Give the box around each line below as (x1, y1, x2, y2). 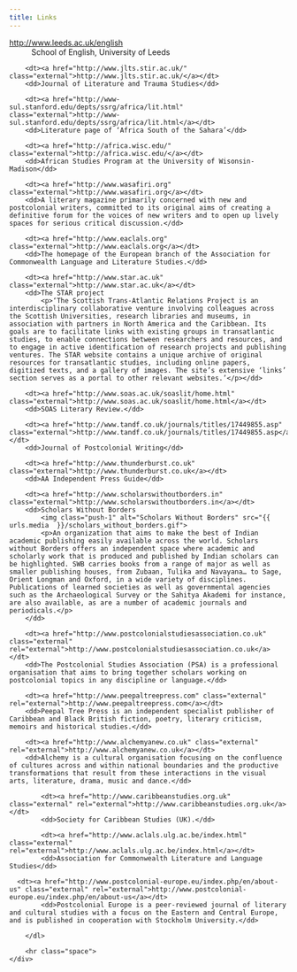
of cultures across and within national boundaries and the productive (9, 760, 278, 770)
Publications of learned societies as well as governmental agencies (9, 582, 271, 591)
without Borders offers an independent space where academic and (9, 544, 255, 553)
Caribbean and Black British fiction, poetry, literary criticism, (9, 714, 263, 723)
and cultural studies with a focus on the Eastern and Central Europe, (9, 908, 278, 917)
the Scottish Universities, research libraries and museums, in (9, 312, 251, 320)
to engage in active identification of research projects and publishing (9, 343, 287, 351)
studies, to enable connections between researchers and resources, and (9, 335, 283, 343)
